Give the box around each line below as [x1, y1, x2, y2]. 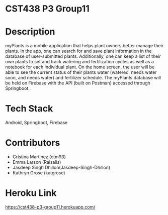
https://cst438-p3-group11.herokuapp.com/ [5, 204, 96, 210]
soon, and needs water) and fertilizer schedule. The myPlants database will [5, 75, 161, 81]
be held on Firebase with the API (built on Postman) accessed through [5, 80, 151, 86]
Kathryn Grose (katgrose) [12, 170, 65, 176]
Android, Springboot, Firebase [5, 120, 68, 126]
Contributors [5, 137, 60, 149]
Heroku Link [5, 187, 57, 199]
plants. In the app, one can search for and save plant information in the [5, 48, 152, 54]
